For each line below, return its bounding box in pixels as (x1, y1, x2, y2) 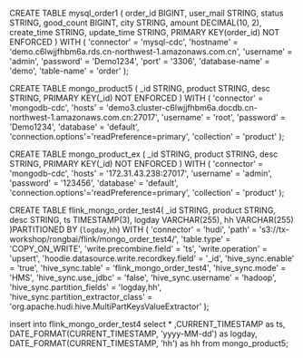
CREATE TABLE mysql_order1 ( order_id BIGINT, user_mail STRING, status (9, 8, 284, 18)
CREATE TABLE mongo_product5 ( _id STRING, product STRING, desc (9, 83, 270, 93)
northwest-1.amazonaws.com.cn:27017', (9, 112, 160, 122)
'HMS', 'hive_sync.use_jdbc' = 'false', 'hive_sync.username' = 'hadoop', (9, 272, 277, 283)
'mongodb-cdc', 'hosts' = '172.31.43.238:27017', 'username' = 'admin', (9, 168, 272, 179)
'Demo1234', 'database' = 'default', (9, 121, 140, 132)
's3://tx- (259, 224, 289, 235)
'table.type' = (181, 234, 231, 244)
